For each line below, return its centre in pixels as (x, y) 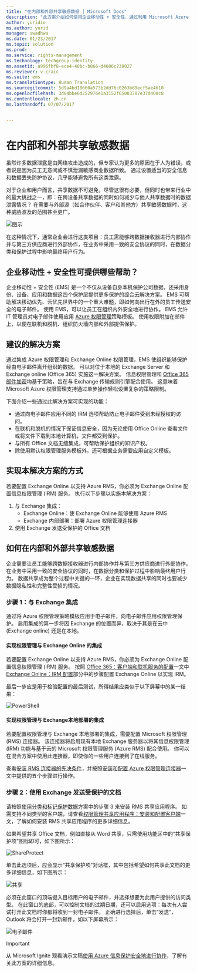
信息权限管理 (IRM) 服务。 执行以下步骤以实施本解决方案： (81, 493)
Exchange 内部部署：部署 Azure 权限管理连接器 (81, 520)
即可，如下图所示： (52, 841)
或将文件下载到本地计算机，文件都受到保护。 (69, 436)
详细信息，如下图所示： (39, 872)
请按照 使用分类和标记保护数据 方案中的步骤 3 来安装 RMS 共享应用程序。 (93, 806)
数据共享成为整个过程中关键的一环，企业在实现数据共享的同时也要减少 (102, 578)
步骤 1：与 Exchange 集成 (42, 602)
